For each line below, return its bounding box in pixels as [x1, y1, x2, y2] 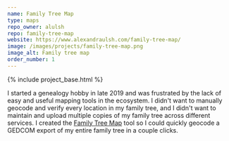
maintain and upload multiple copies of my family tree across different [7, 111, 211, 119]
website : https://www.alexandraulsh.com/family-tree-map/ [7, 36, 181, 43]
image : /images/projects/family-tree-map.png [7, 43, 143, 50]
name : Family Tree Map [7, 10, 74, 18]
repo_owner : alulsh [7, 23, 65, 30]
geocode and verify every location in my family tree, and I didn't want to [7, 103, 216, 112]
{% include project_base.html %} [7, 75, 104, 83]
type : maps [7, 17, 39, 24]
